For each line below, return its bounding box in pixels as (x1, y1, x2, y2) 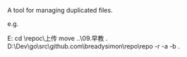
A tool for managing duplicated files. (7, 6, 113, 14)
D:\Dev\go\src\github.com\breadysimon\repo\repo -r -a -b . (7, 42, 180, 50)
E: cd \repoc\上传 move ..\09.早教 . (7, 34, 108, 42)
